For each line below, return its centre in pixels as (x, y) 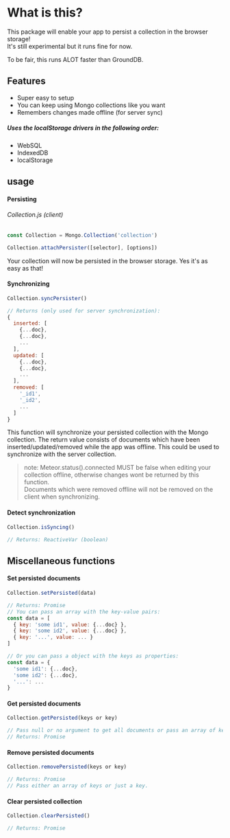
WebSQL (29, 145)
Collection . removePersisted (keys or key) (67, 767)
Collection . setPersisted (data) (52, 593)
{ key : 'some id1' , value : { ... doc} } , (70, 624)
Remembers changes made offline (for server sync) (90, 112)
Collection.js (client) (35, 215)
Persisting (22, 199)
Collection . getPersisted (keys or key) (62, 718)
